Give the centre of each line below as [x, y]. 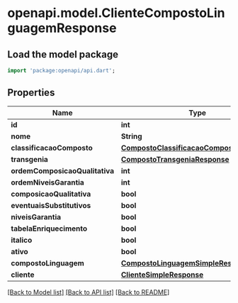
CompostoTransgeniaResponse [175, 159]
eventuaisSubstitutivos [51, 205]
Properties [31, 93]
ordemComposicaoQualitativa [63, 170]
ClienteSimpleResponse [162, 275]
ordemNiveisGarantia [48, 182]
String [132, 136]
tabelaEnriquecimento [49, 228]
